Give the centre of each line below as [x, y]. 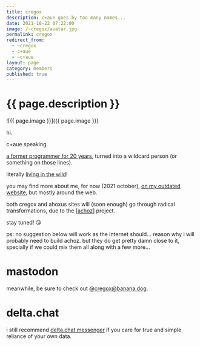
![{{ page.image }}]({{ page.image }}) [52, 121]
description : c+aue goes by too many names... [66, 18]
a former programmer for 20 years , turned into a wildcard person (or [92, 156]
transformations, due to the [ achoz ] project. [61, 211]
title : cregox [24, 12]
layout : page [23, 63]
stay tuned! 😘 [24, 223]
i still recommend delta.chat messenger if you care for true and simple [94, 330]
